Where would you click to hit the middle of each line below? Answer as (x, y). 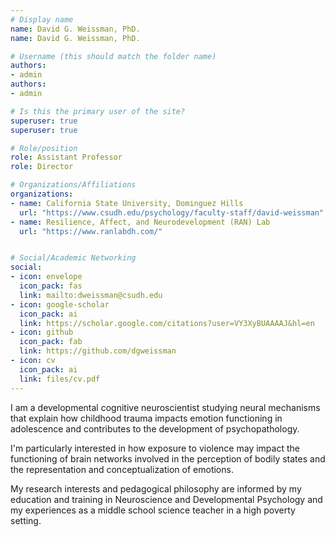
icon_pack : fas (51, 286)
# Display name (42, 19)
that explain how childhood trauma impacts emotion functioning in (146, 418)
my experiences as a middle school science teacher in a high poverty (153, 510)
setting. (26, 520)
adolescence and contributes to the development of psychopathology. (155, 428)
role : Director (42, 167)
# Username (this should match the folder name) (113, 56)
